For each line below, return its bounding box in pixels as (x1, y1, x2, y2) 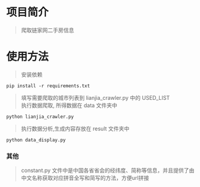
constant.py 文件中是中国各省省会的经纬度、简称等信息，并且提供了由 (20, 167, 195, 174)
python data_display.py (6, 136, 66, 143)
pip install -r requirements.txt (6, 82, 90, 89)
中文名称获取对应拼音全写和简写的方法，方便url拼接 (20, 174, 149, 182)
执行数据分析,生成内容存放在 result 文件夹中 (20, 124, 130, 132)
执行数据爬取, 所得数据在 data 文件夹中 (20, 102, 117, 109)
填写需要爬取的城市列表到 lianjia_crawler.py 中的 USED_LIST (20, 94, 170, 101)
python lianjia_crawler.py (6, 114, 74, 120)
